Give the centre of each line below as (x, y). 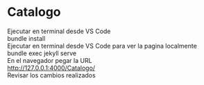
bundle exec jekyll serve (42, 53)
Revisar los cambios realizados (51, 75)
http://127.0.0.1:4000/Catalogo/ (51, 68)
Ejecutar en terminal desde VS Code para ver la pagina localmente (102, 46)
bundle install (26, 38)
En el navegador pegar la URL (50, 60)
